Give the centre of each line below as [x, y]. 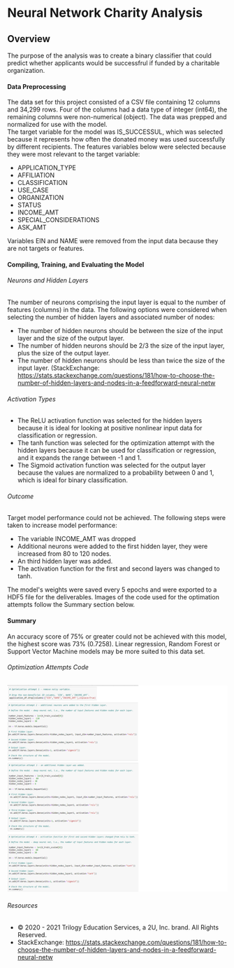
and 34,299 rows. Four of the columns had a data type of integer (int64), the [117, 109]
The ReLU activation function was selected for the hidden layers [110, 421]
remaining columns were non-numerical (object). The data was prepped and [117, 117]
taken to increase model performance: [62, 525]
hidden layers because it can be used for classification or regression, [117, 451]
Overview [29, 39]
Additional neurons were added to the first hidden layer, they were [112, 546]
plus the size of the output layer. [64, 353]
